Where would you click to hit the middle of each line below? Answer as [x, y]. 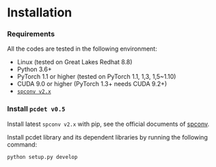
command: [22, 144]
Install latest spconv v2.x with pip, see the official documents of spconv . [108, 124]
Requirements [31, 34]
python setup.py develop [42, 157]
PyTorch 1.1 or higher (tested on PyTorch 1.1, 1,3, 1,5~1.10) [96, 77]
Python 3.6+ [35, 69]
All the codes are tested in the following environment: [82, 49]
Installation [40, 13]
